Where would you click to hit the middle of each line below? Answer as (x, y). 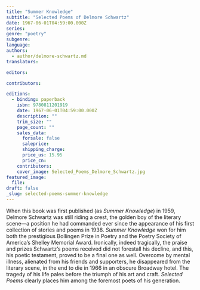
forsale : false (41, 138)
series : (16, 28)
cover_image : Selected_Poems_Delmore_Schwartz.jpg (81, 172)
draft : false (22, 189)
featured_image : (26, 177)
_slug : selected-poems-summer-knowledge (57, 194)
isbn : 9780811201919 (42, 105)
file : (19, 183)
